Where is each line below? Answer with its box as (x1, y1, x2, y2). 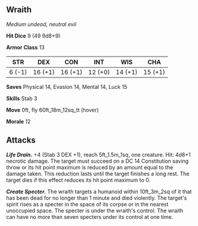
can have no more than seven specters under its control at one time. (6, 213, 174, 220)
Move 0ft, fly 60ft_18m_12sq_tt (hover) (6, 106, 99, 113)
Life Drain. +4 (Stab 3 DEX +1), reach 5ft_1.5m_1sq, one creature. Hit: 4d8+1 (6, 151, 191, 158)
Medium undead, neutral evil (6, 20, 77, 27)
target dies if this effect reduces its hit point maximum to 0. (6, 176, 150, 184)
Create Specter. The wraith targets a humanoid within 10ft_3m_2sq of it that (6, 188, 192, 195)
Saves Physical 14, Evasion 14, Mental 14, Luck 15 (6, 83, 128, 90)
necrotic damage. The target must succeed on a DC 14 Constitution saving (6, 157, 189, 165)
